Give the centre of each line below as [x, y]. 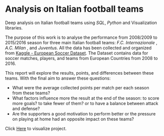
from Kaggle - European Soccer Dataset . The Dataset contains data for [77, 53]
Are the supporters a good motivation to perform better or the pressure [84, 113]
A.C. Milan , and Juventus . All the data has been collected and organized [78, 48]
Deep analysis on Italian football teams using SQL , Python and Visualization [81, 23]
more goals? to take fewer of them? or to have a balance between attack [85, 103]
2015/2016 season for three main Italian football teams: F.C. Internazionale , [81, 42]
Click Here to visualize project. [36, 128]
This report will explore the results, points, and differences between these [80, 73]
